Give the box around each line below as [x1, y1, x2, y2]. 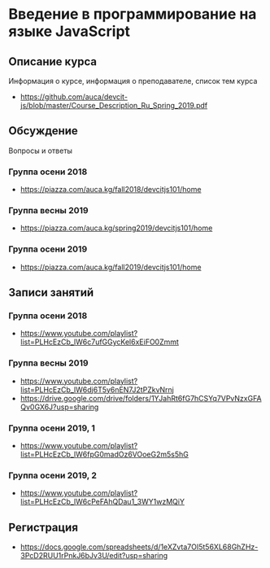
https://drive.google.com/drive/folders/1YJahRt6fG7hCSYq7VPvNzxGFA [20, 393, 262, 403]
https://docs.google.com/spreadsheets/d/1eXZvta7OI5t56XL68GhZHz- [20, 542, 259, 552]
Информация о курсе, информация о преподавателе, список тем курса [8, 76, 258, 85]
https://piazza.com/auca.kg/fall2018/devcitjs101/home [20, 185, 202, 194]
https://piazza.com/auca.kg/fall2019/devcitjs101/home [20, 262, 202, 272]
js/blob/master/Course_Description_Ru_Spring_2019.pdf [20, 101, 208, 110]
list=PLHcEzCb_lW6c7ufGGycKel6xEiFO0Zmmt [20, 337, 179, 347]
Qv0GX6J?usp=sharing [20, 402, 99, 412]
